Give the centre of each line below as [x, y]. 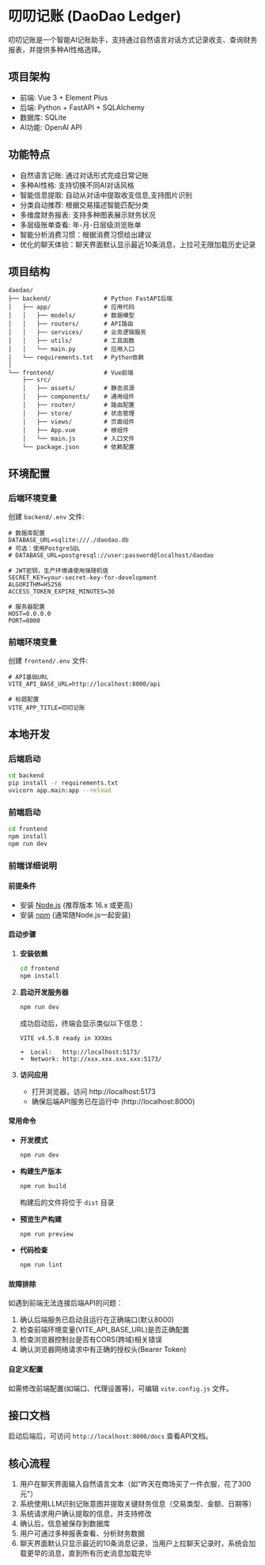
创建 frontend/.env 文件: [48, 661]
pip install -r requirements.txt [63, 783]
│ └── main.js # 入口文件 [79, 439]
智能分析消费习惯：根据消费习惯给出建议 [85, 234]
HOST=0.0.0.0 [30, 614]
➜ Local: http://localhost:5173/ [80, 1052]
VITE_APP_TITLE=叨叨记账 [47, 708]
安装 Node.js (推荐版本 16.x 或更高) [76, 905]
